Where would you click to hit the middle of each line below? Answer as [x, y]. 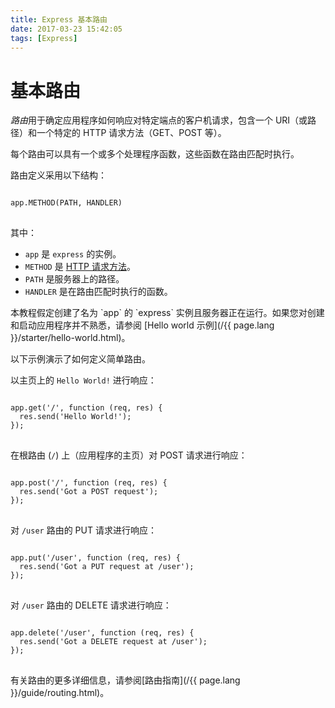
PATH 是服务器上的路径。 [74, 279]
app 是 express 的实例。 [73, 254]
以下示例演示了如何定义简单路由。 [80, 359]
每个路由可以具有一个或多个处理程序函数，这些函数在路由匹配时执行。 [155, 154]
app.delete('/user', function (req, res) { [102, 633]
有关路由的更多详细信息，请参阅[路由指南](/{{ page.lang [125, 680]
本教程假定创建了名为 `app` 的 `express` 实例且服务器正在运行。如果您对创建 [167, 313]
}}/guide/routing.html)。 [60, 693]
